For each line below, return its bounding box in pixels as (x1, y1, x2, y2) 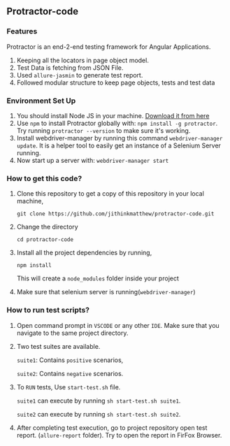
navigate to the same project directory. (16, 329, 129, 337)
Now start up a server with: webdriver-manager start (16, 156, 169, 164)
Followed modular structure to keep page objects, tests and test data (16, 78, 215, 87)
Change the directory (16, 223, 78, 231)
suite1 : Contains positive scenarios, (16, 356, 124, 364)
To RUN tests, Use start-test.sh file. (16, 382, 121, 391)
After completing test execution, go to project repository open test (16, 423, 208, 432)
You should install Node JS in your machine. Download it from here (16, 111, 210, 120)
